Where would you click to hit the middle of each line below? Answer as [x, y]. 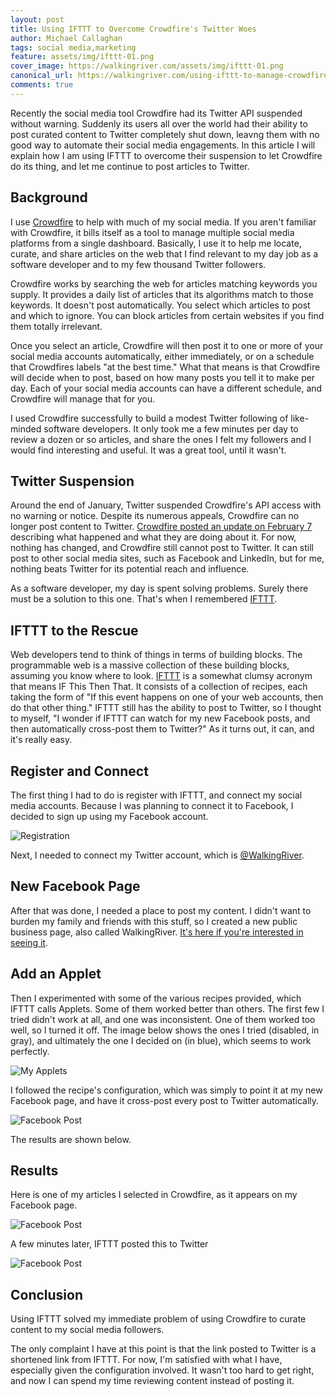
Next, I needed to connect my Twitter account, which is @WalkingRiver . [157, 855]
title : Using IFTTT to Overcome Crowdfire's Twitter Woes [133, 29]
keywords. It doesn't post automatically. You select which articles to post [160, 305]
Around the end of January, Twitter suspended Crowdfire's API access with [166, 505]
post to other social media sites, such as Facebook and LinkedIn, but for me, [167, 558]
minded [26, 428]
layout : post [37, 19]
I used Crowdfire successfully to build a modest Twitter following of [149, 418]
